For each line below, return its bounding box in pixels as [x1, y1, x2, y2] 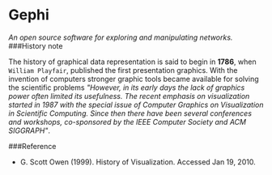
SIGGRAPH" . [8, 126, 51, 135]
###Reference [8, 141, 57, 151]
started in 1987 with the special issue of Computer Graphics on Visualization [8, 100, 264, 109]
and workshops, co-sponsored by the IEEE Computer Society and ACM [8, 117, 247, 126]
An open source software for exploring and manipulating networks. [8, 32, 233, 42]
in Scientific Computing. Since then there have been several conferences [8, 108, 253, 118]
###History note [8, 41, 63, 50]
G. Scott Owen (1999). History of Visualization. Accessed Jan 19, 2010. [19, 156, 257, 167]
